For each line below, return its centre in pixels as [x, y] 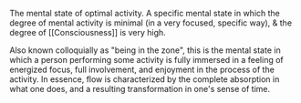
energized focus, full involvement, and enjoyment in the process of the [142, 69]
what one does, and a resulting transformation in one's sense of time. [140, 89]
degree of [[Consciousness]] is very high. [88, 32]
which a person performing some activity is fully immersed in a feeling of [147, 60]
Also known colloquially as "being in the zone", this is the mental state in [145, 50]
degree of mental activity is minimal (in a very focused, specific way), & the [151, 23]
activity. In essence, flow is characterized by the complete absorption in [145, 79]
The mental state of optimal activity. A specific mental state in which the [145, 13]
